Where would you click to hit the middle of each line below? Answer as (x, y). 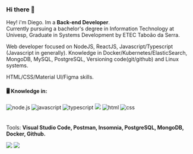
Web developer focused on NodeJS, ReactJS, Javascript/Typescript (90, 46)
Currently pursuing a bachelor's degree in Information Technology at (90, 29)
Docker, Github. (26, 134)
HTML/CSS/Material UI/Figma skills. (50, 77)
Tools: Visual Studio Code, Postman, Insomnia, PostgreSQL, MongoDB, (95, 127)
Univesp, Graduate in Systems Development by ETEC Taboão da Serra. (93, 35)
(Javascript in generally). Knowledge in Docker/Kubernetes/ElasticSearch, (97, 53)
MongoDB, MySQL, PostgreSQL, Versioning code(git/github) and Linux (93, 59)
